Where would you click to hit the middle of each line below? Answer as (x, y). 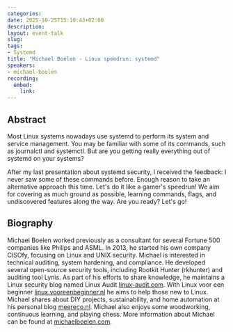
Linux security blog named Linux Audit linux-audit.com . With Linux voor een (116, 284)
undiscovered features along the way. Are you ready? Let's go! (97, 201)
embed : (23, 85)
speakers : (22, 65)
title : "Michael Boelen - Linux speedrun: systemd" (83, 59)
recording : (23, 78)
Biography (30, 223)
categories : (24, 14)
